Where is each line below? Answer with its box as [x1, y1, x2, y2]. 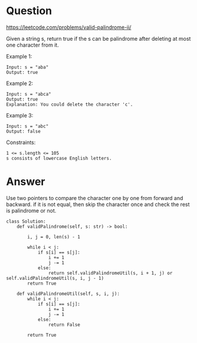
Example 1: [6, 53, 32, 60]
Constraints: [6, 139, 36, 146]
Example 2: [6, 80, 34, 87]
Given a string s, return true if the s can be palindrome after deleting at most [6, 35, 191, 42]
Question [6, 4, 52, 18]
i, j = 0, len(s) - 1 [27, 234, 81, 240]
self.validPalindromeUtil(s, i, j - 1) [6, 275, 104, 281]
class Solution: [6, 218, 46, 224]
